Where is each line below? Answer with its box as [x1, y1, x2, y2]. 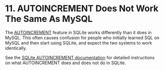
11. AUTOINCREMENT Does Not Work [5, 3, 159, 14]
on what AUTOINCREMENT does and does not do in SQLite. [5, 60, 126, 66]
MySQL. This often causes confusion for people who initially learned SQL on [5, 35, 160, 41]
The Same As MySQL [5, 13, 93, 24]
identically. [5, 45, 27, 51]
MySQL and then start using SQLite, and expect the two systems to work [5, 40, 152, 46]
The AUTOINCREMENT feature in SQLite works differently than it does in [5, 29, 152, 35]
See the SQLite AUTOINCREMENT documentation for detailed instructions [5, 54, 155, 60]
